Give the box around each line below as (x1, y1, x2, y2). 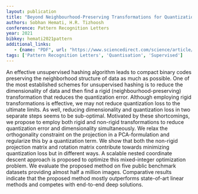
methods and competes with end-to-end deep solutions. (6, 180, 143, 188)
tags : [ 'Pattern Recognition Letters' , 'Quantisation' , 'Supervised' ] (6, 52, 183, 58)
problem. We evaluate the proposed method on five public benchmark (6, 162, 176, 169)
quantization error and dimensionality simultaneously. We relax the (6, 125, 168, 132)
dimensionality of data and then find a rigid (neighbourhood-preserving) (6, 87, 181, 94)
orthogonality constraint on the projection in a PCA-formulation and (6, 131, 170, 138)
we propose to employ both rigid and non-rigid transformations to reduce (6, 118, 184, 125)
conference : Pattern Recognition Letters (6, 25, 110, 31)
